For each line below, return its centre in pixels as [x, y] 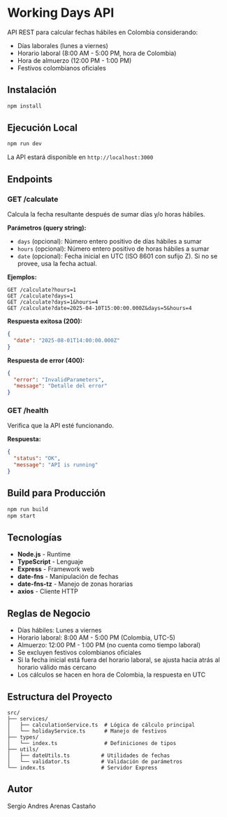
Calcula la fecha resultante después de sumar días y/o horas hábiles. [106, 214]
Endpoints [30, 179]
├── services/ [28, 719]
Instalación [32, 90]
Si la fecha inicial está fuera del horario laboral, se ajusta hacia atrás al [118, 660]
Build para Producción [57, 493]
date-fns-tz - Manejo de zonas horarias [75, 584]
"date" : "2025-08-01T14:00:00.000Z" [67, 340]
